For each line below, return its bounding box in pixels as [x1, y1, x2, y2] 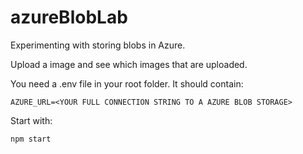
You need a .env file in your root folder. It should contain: [10, 77, 244, 90]
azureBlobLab [10, 6, 128, 29]
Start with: [10, 114, 53, 126]
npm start [10, 134, 52, 144]
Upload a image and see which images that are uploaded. [10, 58, 248, 70]
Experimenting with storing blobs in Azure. [10, 39, 186, 51]
